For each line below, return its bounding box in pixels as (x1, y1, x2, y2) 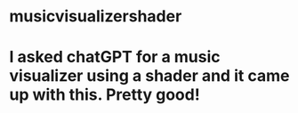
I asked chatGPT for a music (9, 47, 221, 68)
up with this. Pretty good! (9, 85, 200, 105)
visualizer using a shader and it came (9, 66, 290, 86)
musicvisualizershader (9, 6, 182, 27)
